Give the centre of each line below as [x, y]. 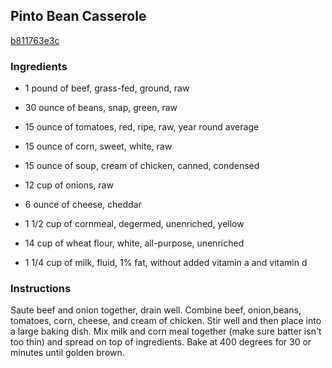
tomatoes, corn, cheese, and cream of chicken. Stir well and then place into [166, 321]
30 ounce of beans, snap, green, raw [101, 108]
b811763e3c [35, 40]
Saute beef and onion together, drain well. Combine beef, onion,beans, [156, 310]
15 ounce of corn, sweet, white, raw [98, 146]
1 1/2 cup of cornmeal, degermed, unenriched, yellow [134, 224]
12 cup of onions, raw [69, 185]
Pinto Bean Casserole [78, 16]
